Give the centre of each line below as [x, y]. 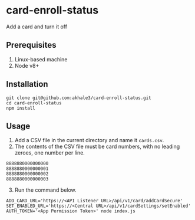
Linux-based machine [41, 59]
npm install [21, 108]
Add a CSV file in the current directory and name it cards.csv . [89, 140]
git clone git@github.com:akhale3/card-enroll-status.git [79, 98]
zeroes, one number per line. [50, 153]
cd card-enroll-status [34, 103]
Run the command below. [45, 190]
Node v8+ [27, 65]
